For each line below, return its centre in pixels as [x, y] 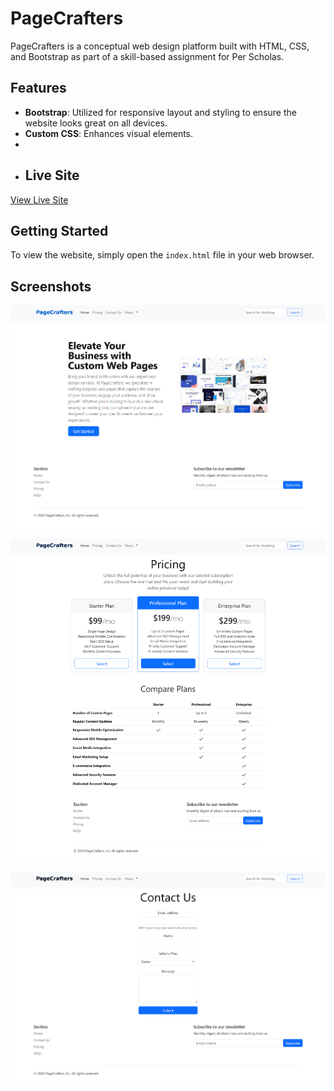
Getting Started [59, 230]
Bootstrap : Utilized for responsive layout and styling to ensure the [160, 112]
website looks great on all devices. [96, 123]
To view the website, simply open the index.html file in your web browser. [162, 255]
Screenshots [51, 286]
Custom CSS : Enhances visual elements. [109, 133]
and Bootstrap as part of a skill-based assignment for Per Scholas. [147, 56]
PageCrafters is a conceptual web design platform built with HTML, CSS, [160, 46]
